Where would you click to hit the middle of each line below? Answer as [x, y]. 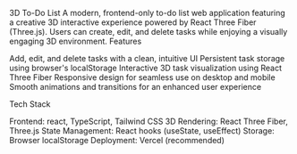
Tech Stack [30, 104]
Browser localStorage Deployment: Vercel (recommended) [117, 140]
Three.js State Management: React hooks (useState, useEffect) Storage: [142, 131]
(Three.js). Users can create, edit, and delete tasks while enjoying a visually [148, 32]
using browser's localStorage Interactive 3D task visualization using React [145, 68]
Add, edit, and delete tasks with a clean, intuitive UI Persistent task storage [147, 58]
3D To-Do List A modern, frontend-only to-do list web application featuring [148, 13]
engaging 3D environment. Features [76, 41]
